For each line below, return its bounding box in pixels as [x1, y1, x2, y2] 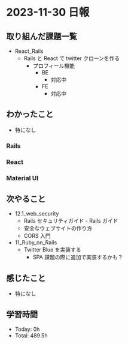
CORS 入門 [23, 232, 51, 240]
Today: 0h [14, 325, 40, 333]
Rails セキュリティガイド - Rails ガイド [23, 217, 118, 225]
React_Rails [14, 47, 44, 55]
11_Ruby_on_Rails [14, 239, 57, 246]
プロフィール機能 [32, 62, 75, 69]
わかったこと [6, 109, 54, 119]
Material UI [6, 174, 39, 182]
